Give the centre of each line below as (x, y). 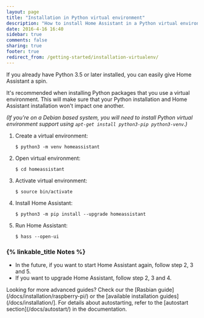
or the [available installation (124, 296)
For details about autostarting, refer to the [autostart (123, 302)
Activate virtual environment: (51, 181)
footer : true (23, 52)
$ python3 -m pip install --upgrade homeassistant (80, 214)
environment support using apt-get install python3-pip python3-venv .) (97, 124)
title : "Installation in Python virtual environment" (76, 18)
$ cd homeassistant (40, 169)
